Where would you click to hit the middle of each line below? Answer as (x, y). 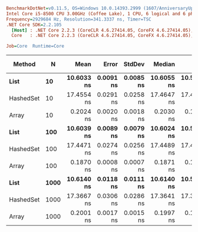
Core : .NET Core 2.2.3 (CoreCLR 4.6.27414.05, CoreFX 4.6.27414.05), (103, 36)
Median (164, 64)
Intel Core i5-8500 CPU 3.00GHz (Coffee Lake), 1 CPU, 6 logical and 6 (96, 14)
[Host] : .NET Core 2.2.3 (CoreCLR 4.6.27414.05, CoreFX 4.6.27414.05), (103, 30)
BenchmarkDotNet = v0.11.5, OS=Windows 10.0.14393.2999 (74, 8)
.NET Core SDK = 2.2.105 (34, 25)
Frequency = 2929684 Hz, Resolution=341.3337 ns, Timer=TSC (79, 19)
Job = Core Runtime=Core (35, 46)
